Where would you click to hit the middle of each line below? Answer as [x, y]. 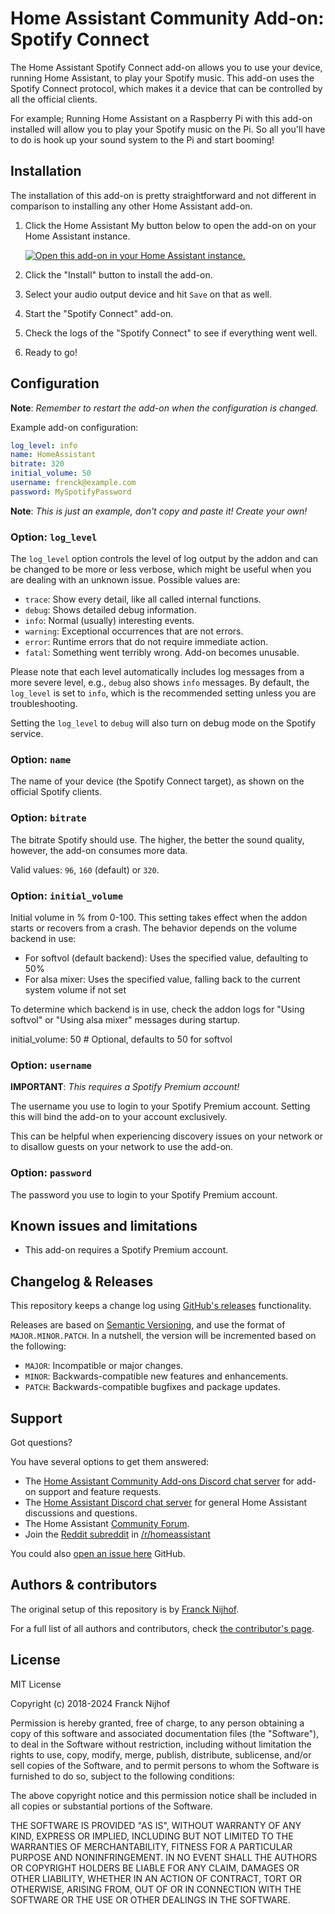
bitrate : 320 [37, 464]
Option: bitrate [48, 818]
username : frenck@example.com [73, 483]
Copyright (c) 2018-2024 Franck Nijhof [90, 1703]
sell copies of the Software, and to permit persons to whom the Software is [165, 1765]
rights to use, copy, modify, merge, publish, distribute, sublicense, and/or [161, 1754]
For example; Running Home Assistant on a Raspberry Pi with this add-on [161, 118]
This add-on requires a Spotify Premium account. [126, 1250]
